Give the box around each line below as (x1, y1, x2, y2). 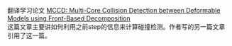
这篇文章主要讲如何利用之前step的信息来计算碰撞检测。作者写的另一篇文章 (7, 23, 226, 30)
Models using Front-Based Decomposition (7, 14, 131, 23)
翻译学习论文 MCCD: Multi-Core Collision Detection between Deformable (7, 6, 221, 14)
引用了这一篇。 (7, 31, 51, 40)
